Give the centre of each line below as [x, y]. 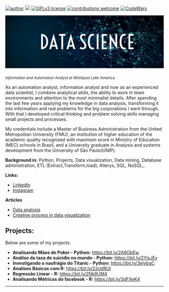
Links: [12, 175]
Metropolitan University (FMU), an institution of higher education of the [79, 134]
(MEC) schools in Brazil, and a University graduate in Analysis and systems [83, 145]
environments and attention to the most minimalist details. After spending [81, 98]
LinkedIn [21, 185]
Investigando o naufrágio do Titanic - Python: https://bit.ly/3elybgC [83, 263]
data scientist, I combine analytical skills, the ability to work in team [75, 92]
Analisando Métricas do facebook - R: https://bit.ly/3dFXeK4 [76, 279]
